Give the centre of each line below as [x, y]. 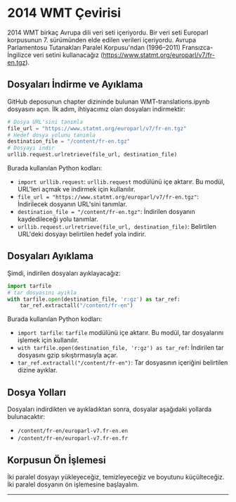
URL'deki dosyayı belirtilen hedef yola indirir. [81, 234]
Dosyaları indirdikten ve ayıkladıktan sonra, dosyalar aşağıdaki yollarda [110, 409]
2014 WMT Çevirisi [64, 13]
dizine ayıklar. [37, 370]
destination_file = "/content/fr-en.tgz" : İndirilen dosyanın [106, 212]
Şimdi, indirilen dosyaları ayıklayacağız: [64, 273]
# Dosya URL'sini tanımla [45, 122]
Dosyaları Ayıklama [50, 256]
